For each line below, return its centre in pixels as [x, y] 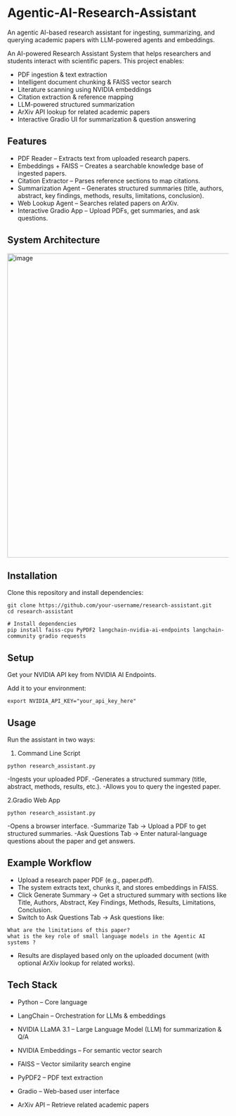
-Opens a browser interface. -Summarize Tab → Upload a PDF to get [107, 826]
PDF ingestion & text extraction [62, 74]
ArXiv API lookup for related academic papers [84, 112]
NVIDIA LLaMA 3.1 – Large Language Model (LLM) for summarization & [119, 1029]
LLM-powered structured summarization [76, 104]
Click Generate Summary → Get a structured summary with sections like [122, 895]
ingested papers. [42, 173]
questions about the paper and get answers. [71, 841]
